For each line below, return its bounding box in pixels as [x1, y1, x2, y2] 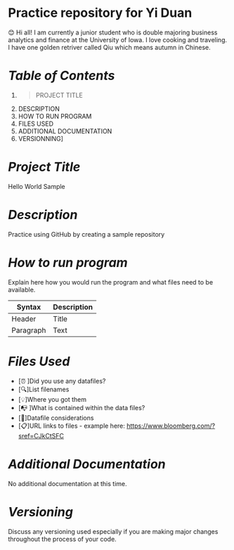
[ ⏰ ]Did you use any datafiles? [18, 377, 106, 385]
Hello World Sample [8, 182, 65, 190]
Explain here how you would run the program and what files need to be [8, 277, 214, 286]
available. [8, 285, 36, 294]
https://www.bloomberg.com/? [126, 421, 216, 430]
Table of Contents [8, 68, 115, 84]
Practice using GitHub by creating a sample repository [8, 230, 165, 238]
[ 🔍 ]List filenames [18, 385, 70, 393]
